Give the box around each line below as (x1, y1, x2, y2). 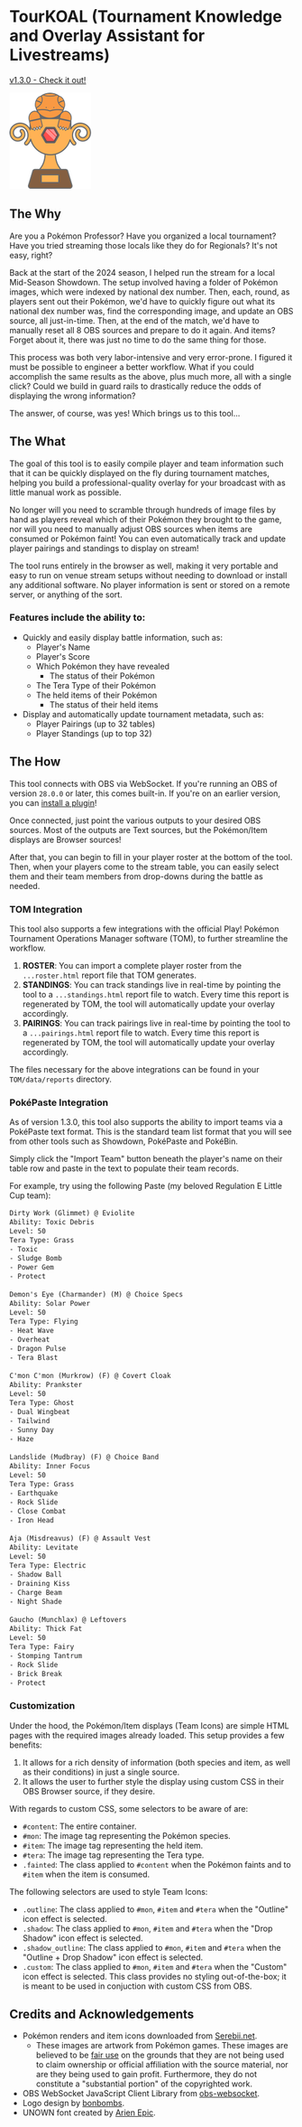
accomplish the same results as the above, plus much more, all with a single (9, 370, 292, 381)
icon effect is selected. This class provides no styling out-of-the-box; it (22, 1971, 287, 1982)
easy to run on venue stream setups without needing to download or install (9, 569, 288, 580)
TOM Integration (9, 903, 83, 915)
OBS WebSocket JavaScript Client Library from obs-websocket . (22, 2088, 260, 2099)
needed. (9, 880, 41, 891)
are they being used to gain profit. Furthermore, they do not (35, 2069, 257, 2080)
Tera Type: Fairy (9, 1643, 75, 1652)
